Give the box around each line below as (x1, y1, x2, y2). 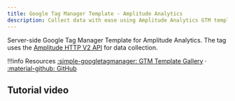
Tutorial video (7, 84, 69, 96)
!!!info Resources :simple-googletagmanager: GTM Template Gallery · (7, 56, 207, 65)
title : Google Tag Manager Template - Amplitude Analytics (7, 10, 183, 17)
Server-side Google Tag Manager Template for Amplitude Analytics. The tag (7, 36, 227, 44)
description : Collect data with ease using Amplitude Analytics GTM (7, 17, 211, 24)
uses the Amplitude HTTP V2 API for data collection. (7, 43, 158, 52)
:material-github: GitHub (7, 64, 77, 72)
